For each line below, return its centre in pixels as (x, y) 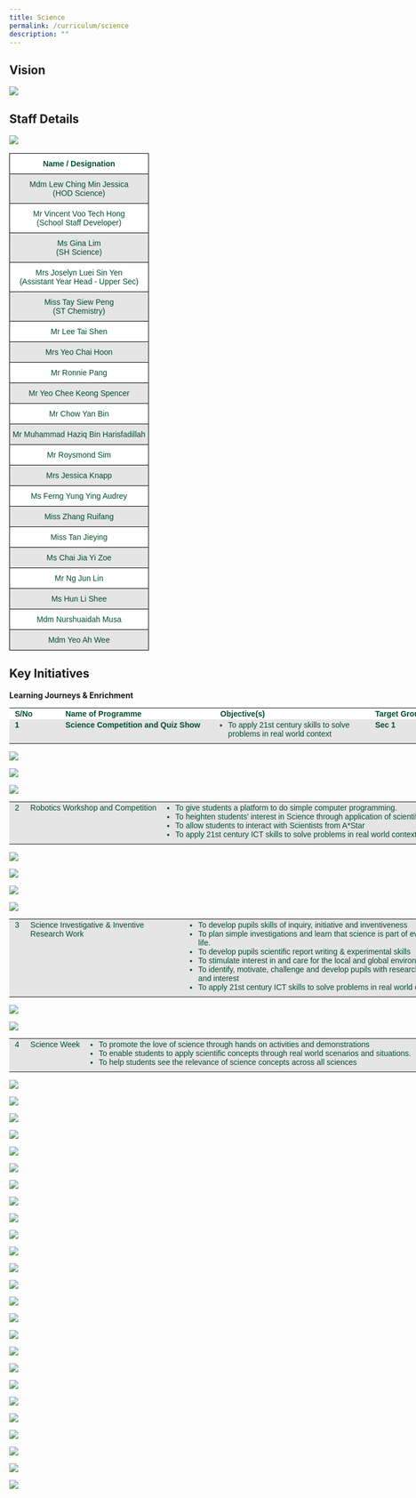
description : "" (39, 34)
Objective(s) (242, 713)
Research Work (57, 933)
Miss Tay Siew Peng (79, 302)
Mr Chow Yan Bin (79, 414)
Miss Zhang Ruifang (79, 517)
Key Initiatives (50, 673)
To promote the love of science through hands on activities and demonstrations (235, 1044)
